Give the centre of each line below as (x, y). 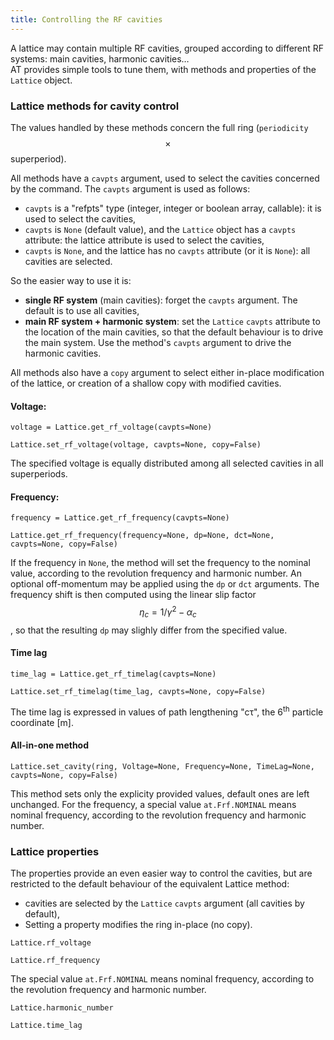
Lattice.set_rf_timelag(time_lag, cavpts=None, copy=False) (138, 691)
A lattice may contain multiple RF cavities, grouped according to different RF (167, 48)
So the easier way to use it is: (71, 280)
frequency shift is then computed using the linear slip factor (133, 595)
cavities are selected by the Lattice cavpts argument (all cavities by (164, 903)
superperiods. (39, 474)
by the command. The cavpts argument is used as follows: (130, 188)
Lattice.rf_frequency (55, 961)
